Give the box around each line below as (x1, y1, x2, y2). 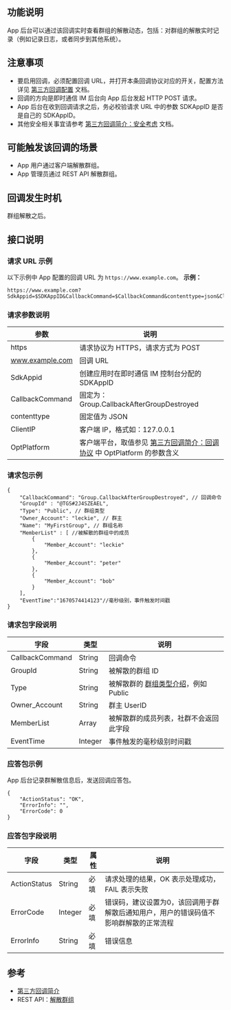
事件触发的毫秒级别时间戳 (109, 736, 192, 746)
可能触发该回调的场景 (7, 142, 98, 154)
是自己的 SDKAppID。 (16, 111, 79, 119)
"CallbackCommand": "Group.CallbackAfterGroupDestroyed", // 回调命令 (19, 494, 222, 501)
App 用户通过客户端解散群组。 (16, 161, 103, 170)
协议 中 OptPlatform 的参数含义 (79, 448, 179, 458)
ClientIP (10, 425, 36, 434)
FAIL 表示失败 (104, 885, 148, 894)
